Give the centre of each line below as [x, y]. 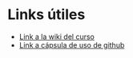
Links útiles [46, 15]
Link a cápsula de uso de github [72, 44]
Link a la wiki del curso [57, 37]
